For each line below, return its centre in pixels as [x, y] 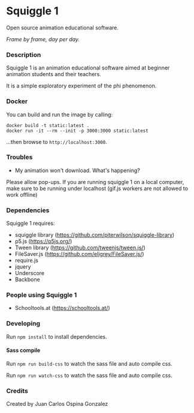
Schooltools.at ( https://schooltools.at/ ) [63, 308]
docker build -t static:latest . [48, 125]
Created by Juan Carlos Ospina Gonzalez [57, 404]
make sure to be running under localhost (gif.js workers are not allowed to [97, 188]
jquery [23, 267]
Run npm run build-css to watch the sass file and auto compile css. [89, 363]
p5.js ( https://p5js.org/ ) [43, 242]
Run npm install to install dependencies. [57, 336]
